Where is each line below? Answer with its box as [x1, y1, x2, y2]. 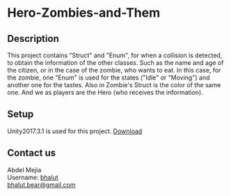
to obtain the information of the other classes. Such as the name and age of [7, 59, 224, 67]
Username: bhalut [7, 173, 58, 181]
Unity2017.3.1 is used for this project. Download [7, 127, 143, 135]
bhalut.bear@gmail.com [7, 180, 76, 189]
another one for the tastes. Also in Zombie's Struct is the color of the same [7, 81, 221, 89]
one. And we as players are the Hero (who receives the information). [7, 89, 203, 96]
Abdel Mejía [7, 165, 42, 174]
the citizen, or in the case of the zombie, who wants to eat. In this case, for [7, 66, 221, 74]
